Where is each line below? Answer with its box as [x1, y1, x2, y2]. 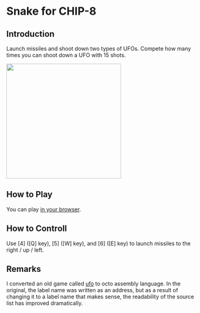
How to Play [6, 189, 53, 200]
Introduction [6, 29, 55, 39]
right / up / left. [6, 246, 44, 254]
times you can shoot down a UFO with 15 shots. [6, 51, 127, 59]
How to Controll [6, 224, 67, 234]
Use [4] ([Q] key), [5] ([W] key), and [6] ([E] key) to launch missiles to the [6, 239, 191, 247]
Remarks [6, 264, 42, 274]
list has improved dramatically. [6, 300, 83, 307]
